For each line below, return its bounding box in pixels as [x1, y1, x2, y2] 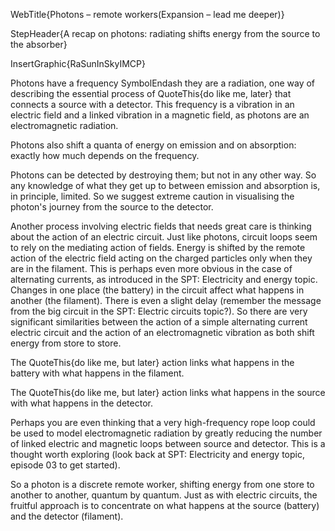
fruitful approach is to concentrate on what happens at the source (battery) [10, 500, 320, 511]
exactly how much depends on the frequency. [10, 150, 200, 161]
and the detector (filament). [10, 510, 124, 522]
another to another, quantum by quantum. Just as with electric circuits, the [10, 489, 318, 501]
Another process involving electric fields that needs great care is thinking [10, 220, 312, 232]
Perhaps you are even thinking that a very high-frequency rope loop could [10, 417, 316, 428]
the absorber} [10, 39, 68, 50]
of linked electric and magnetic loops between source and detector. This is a [10, 438, 326, 449]
